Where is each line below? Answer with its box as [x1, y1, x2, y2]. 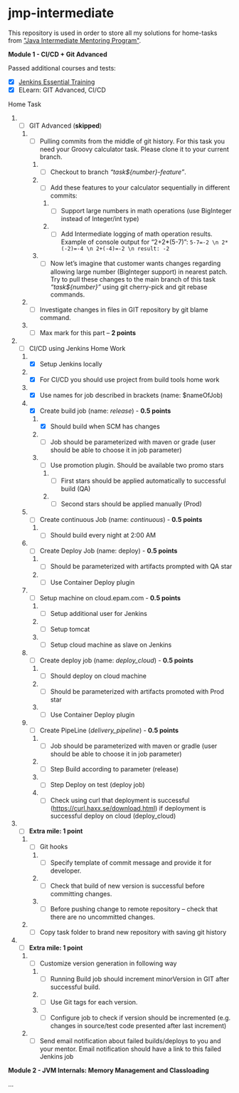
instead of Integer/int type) [60, 215, 139, 223]
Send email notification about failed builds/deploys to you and [39, 1037, 221, 1045]
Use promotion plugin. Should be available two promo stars [50, 461, 224, 470]
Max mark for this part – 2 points [39, 328, 137, 337]
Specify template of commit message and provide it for [50, 858, 212, 867]
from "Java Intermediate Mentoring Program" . [8, 36, 142, 44]
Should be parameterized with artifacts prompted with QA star [50, 562, 233, 571]
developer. [50, 866, 82, 875]
